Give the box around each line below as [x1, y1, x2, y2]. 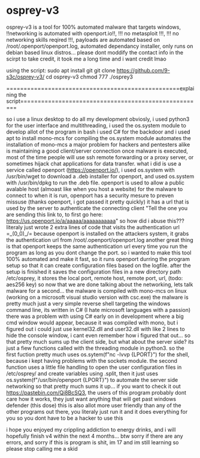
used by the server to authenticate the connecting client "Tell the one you [6, 204, 188, 211]
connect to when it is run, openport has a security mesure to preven [6, 192, 174, 199]
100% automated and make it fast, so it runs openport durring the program [6, 255, 190, 262]
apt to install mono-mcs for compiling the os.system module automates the [6, 134, 192, 141]
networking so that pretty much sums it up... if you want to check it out [6, 383, 181, 390]
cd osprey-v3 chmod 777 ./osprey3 [46, 73, 134, 80]
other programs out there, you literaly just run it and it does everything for [6, 408, 188, 415]
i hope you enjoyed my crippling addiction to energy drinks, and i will [6, 426, 176, 433]
